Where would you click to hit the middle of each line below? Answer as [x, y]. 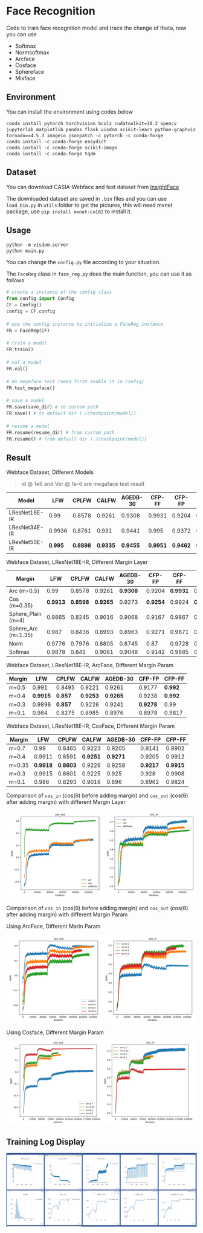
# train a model [27, 343]
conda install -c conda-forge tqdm [51, 154]
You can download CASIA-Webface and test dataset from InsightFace [93, 187]
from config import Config [40, 299]
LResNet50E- [26, 542]
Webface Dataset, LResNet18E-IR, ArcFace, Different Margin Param [90, 665]
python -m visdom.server [37, 245]
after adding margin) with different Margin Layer [66, 801]
